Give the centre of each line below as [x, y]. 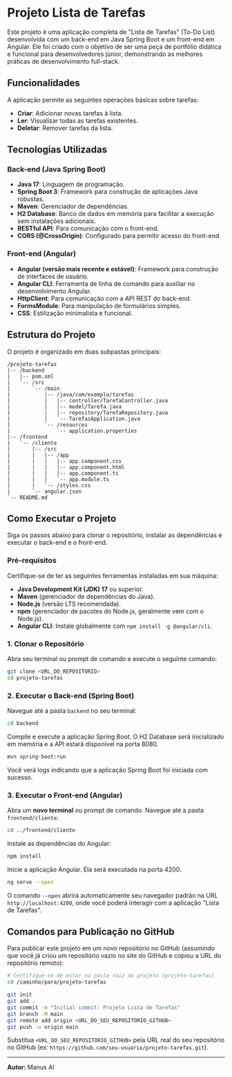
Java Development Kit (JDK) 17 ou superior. [80, 589]
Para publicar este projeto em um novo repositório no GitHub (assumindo [111, 948]
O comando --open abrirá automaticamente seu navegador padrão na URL [113, 895]
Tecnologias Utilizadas [57, 150]
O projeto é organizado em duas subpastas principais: [84, 352]
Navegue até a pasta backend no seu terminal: [72, 711]
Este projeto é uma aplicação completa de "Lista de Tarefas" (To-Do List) [111, 32]
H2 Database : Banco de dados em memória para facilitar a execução [115, 214]
